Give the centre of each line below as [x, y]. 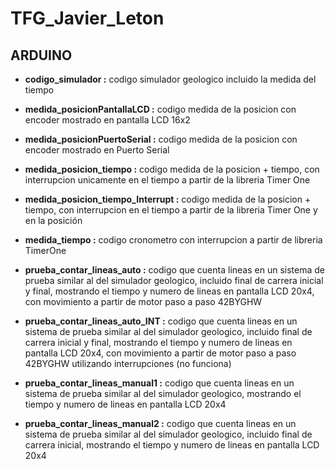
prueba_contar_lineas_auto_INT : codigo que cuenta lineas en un [161, 321]
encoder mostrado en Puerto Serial [97, 150]
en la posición [53, 220]
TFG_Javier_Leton [87, 18]
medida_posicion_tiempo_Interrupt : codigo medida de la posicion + [168, 199]
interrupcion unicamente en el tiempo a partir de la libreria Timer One [167, 180]
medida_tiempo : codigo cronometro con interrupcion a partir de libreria [173, 240]
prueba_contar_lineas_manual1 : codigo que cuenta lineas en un [159, 383]
